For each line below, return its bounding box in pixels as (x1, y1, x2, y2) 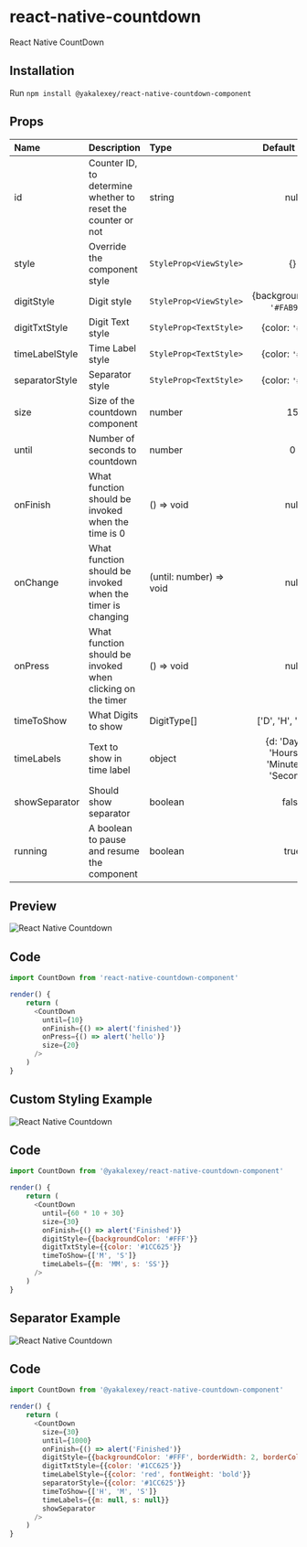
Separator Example (9, 1310, 121, 1327)
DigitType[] (149, 714, 198, 727)
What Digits (88, 709, 139, 721)
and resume (88, 844, 140, 857)
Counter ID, (88, 156, 138, 169)
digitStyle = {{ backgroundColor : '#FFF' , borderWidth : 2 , (42, 1453, 259, 1462)
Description (88, 141, 141, 154)
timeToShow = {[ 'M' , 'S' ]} (42, 1251, 137, 1261)
